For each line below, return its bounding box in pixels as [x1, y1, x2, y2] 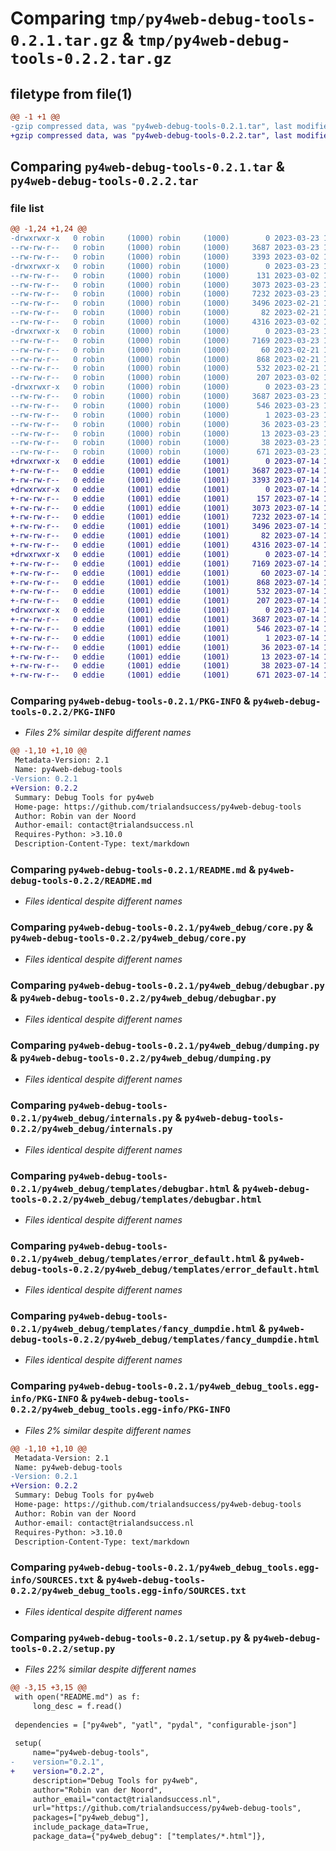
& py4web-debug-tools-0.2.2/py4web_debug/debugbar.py [10, 990, 277, 1004]
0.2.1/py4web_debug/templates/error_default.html [10, 1253, 257, 1264]
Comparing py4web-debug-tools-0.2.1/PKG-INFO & [10, 694, 251, 708]
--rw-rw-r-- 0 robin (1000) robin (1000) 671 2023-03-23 [10, 447, 320, 457]
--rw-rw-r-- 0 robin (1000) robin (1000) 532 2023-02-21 [10, 363, 320, 374]
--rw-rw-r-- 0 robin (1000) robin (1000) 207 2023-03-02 [10, 373, 320, 383]
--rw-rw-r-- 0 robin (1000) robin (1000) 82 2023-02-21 [10, 308, 320, 318]
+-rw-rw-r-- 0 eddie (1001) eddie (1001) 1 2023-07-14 [10, 633, 320, 643]
